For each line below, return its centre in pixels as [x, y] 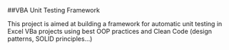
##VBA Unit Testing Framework [54, 10]
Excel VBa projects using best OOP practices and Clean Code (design [110, 31]
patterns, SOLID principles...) [50, 39]
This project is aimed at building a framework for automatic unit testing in [115, 24]
